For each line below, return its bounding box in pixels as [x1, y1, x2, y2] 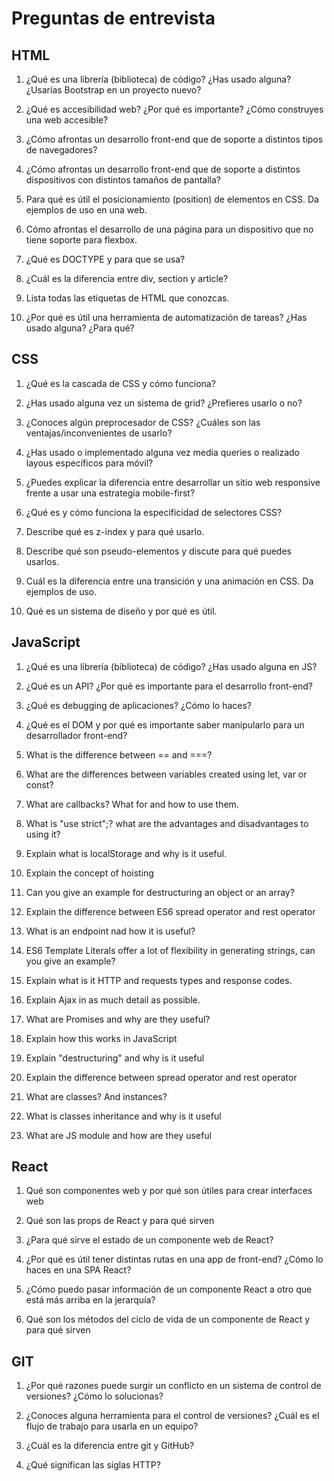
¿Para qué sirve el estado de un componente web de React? [25, 1234, 274, 1246]
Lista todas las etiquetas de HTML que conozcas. [25, 292, 230, 304]
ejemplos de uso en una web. [25, 204, 148, 216]
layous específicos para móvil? [25, 457, 154, 469]
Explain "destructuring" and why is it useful [25, 1052, 205, 1064]
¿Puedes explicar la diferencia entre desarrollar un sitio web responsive [25, 476, 321, 488]
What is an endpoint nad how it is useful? [25, 925, 196, 937]
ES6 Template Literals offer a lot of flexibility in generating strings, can [25, 944, 316, 956]
